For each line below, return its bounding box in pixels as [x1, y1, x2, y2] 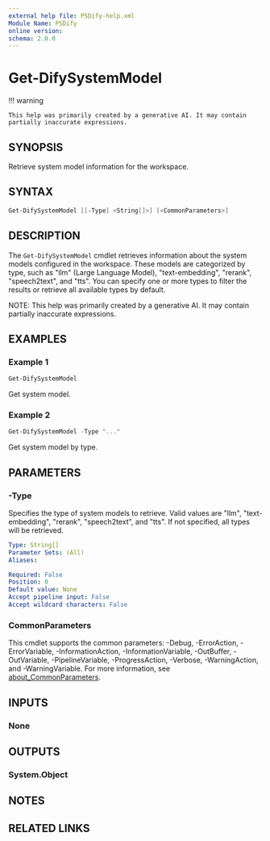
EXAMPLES [8, 332, 67, 345]
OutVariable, [8, 655, 50, 665]
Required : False [8, 571, 63, 579]
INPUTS [8, 696, 48, 709]
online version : [8, 27, 63, 35]
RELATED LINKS [8, 821, 90, 835]
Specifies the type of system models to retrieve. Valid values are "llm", [8, 508, 242, 517]
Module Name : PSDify [8, 19, 78, 27]
